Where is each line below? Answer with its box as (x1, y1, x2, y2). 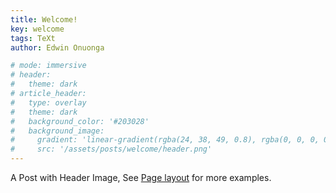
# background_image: (10, 126, 105, 136)
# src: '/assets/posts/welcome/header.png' (10, 144, 213, 155)
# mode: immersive (10, 61, 87, 71)
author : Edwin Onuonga (10, 42, 105, 53)
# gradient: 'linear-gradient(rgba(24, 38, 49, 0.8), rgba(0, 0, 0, (10, 135, 320, 145)
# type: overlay (10, 97, 87, 108)
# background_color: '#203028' (10, 116, 150, 126)
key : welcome (10, 24, 65, 34)
